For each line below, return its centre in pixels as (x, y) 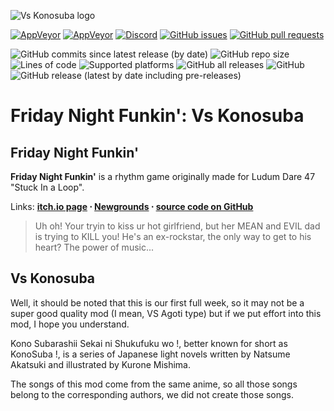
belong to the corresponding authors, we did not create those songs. (152, 394)
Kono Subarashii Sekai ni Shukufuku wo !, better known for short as (149, 343)
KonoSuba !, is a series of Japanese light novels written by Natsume (150, 354)
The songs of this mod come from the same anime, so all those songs (154, 384)
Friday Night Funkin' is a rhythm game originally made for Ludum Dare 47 (163, 176)
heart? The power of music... (94, 247)
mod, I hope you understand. (70, 324)
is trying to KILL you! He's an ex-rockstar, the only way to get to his (173, 236)
